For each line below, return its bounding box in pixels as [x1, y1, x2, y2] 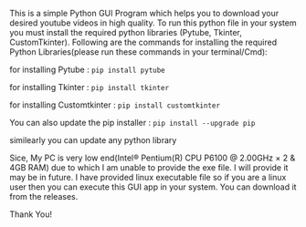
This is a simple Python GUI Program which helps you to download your [9, 8, 280, 18]
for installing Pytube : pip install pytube [9, 64, 166, 75]
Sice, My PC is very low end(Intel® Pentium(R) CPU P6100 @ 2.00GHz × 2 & [9, 152, 296, 163]
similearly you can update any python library [9, 135, 177, 145]
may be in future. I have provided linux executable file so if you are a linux [9, 172, 287, 182]
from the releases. [9, 191, 79, 201]
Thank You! [9, 209, 53, 220]
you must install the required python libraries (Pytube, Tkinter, [9, 27, 242, 37]
